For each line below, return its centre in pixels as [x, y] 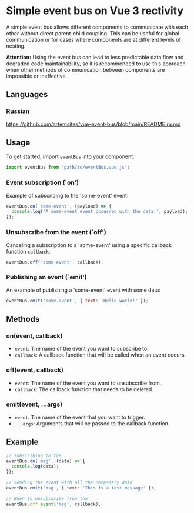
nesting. [16, 46]
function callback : [28, 251]
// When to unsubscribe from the [47, 498]
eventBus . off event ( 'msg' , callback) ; [53, 504]
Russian [18, 111]
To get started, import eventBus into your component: [70, 156]
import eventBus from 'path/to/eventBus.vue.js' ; [68, 168]
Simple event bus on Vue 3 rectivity [95, 11]
